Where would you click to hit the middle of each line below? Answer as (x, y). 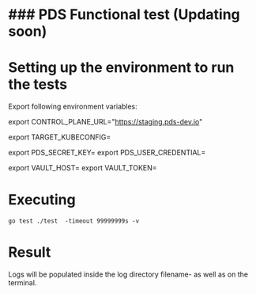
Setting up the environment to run (121, 68)
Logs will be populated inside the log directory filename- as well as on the (128, 274)
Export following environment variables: (73, 107)
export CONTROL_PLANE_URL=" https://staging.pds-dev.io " (105, 122)
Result (30, 252)
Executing (42, 200)
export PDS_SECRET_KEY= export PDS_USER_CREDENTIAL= (107, 153)
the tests (38, 84)
